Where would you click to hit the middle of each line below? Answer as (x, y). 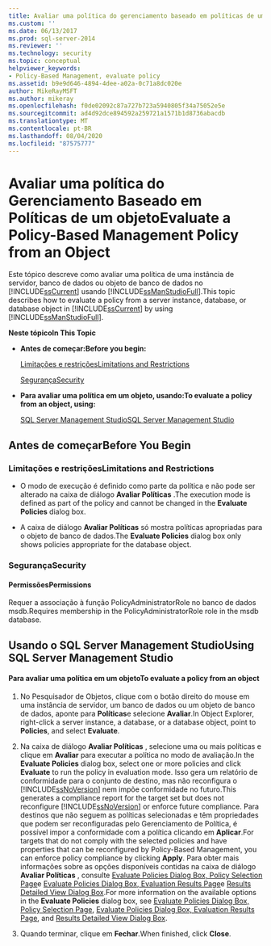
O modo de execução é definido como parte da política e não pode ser (138, 486)
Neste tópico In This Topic (52, 333)
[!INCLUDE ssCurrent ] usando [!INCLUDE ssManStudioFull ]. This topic (122, 292)
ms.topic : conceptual (45, 61)
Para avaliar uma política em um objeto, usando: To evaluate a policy (136, 396)
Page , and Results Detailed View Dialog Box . (94, 918)
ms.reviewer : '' (35, 46)
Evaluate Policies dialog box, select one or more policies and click (131, 763)
